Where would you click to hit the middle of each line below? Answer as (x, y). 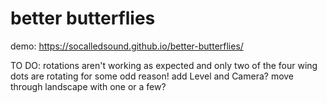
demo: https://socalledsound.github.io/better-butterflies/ (127, 46)
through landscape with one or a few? (88, 86)
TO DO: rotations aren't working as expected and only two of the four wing (164, 65)
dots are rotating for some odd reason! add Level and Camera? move (152, 76)
